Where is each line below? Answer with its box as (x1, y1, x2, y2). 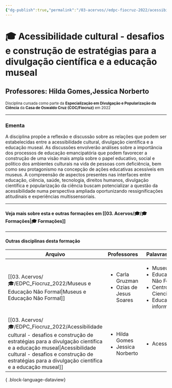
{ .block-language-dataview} (5, 377, 66, 383)
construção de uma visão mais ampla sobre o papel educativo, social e (5, 155, 155, 161)
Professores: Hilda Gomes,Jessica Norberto (5, 87, 149, 96)
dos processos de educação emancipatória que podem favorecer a (5, 150, 147, 156)
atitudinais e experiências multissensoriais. (5, 193, 96, 199)
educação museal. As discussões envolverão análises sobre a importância (5, 144, 163, 150)
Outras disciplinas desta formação (5, 238, 80, 244)
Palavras (146, 251, 168, 258)
